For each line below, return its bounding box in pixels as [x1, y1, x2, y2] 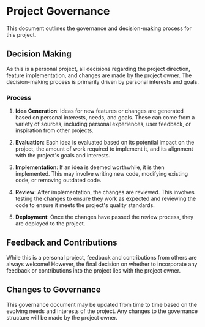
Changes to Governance [6, 285, 101, 295]
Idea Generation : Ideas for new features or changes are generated [15, 107, 184, 115]
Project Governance [6, 4, 110, 18]
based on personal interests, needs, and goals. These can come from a [15, 114, 195, 121]
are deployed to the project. [15, 220, 86, 227]
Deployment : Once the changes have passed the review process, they [15, 213, 194, 221]
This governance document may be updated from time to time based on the [6, 301, 198, 308]
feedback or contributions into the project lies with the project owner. [6, 266, 181, 274]
